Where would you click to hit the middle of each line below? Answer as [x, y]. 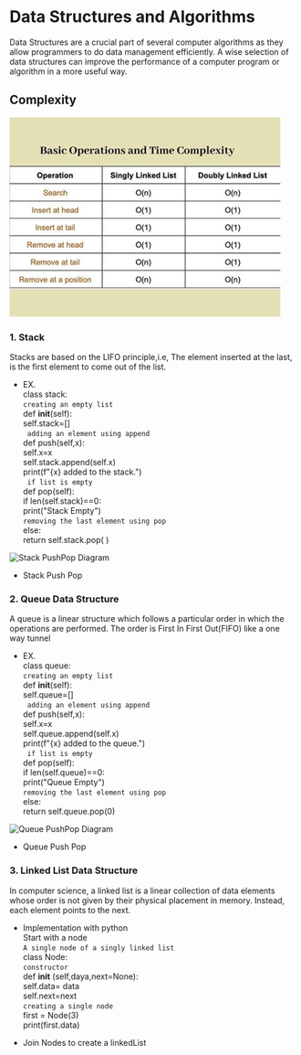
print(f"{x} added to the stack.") [82, 472]
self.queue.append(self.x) [71, 734]
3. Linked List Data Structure [74, 870]
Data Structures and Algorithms [132, 17]
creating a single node [68, 1006]
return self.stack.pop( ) [66, 540]
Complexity [43, 100]
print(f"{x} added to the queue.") [84, 743]
